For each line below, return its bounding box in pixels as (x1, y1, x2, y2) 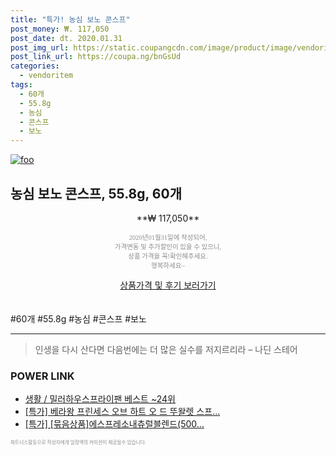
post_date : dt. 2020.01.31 (10, 33, 123, 43)
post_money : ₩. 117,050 (10, 24, 110, 34)
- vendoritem (19, 71, 74, 81)
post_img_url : (10, 42, 70, 53)
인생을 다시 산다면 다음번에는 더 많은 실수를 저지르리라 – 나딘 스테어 (34, 343, 298, 355)
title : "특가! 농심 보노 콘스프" (10, 14, 131, 25)
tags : (10, 80, 33, 90)
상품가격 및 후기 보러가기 (119, 279, 217, 291)
